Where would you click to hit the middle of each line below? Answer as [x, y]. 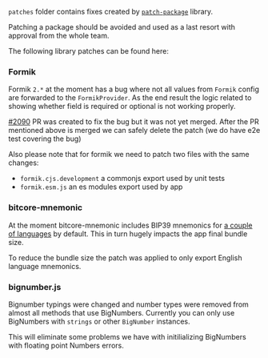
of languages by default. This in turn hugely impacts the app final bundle [128, 233]
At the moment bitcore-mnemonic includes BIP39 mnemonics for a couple [130, 225]
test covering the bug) [45, 139]
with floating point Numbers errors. [66, 345]
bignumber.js [35, 287]
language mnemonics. [45, 266]
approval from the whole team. [59, 36]
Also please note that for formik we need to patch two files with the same [129, 155]
